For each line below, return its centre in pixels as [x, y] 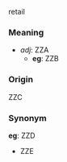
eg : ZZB [45, 59]
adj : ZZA [34, 50]
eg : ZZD [22, 135]
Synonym [27, 118]
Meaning [26, 32]
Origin [21, 80]
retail [17, 12]
